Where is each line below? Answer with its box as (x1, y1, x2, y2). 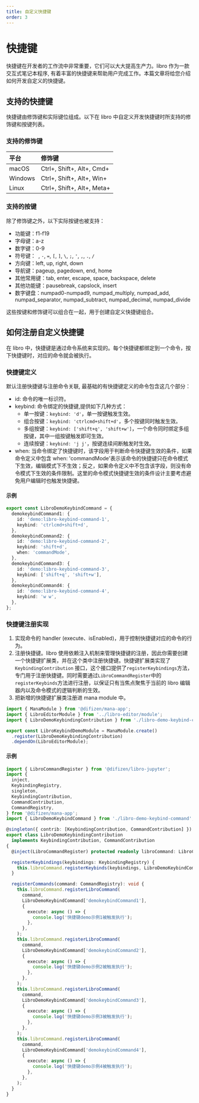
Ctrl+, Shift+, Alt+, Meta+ (40, 184, 111, 192)
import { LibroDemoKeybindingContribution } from (6, 717, 131, 723)
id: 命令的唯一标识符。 (14, 395, 69, 402)
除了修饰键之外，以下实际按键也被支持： (6, 217, 105, 224)
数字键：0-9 (14, 244, 45, 252)
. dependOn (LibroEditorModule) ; (11, 739, 89, 745)
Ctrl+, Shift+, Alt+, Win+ (40, 174, 107, 182)
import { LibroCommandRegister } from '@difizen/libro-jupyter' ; (6, 766, 171, 772)
